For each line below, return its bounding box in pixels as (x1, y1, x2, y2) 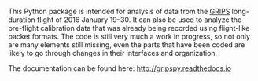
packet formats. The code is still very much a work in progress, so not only (8, 31, 250, 41)
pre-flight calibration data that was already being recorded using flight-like (8, 24, 250, 32)
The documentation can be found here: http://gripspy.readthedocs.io (8, 64, 232, 73)
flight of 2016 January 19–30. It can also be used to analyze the (36, 15, 242, 24)
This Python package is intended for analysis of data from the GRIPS (8, 7, 230, 16)
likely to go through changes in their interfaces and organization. (8, 49, 218, 57)
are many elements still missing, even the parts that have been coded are (8, 40, 245, 50)
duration (8, 15, 35, 24)
